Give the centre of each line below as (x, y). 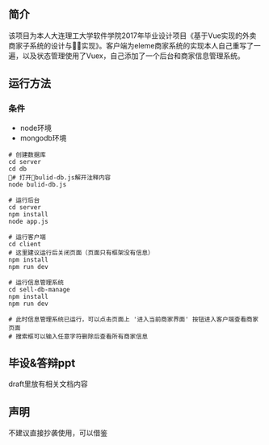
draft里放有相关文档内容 (48, 384)
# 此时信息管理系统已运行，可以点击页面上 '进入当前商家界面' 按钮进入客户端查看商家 (133, 319)
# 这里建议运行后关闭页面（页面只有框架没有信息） (81, 253)
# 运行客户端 (27, 237)
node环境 (36, 128)
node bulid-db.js (38, 184)
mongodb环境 (43, 138)
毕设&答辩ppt (42, 363)
